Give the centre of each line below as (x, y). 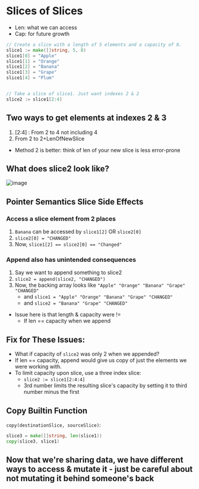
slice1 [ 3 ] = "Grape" (32, 73)
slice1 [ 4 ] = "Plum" (30, 78)
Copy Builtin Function (47, 411)
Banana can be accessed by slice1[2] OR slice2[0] (78, 232)
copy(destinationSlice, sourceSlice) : (53, 425)
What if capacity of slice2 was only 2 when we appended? (87, 354)
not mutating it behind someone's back (80, 479)
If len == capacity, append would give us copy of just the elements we (101, 361)
